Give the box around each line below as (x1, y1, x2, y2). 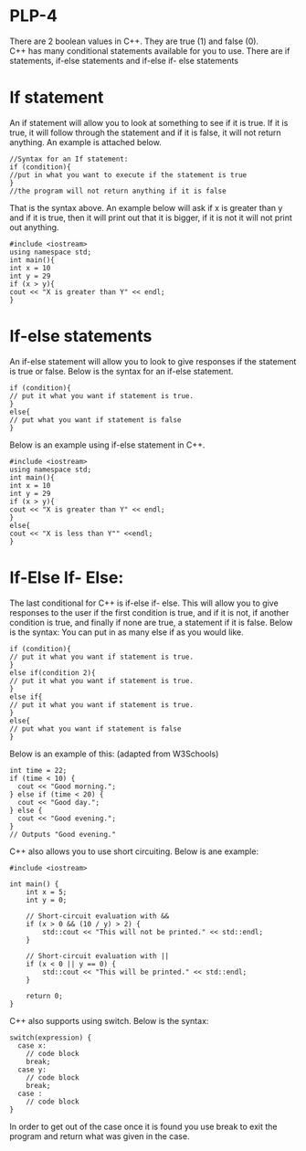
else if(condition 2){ (9, 668, 96, 677)
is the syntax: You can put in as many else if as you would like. (9, 627, 244, 638)
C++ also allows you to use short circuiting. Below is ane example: (9, 846, 259, 857)
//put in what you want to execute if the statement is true (9, 170, 248, 179)
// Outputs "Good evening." (9, 829, 117, 839)
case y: (17, 1065, 47, 1074)
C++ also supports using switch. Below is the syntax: (9, 1015, 209, 1026)
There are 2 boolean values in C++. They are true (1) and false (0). (9, 36, 259, 47)
